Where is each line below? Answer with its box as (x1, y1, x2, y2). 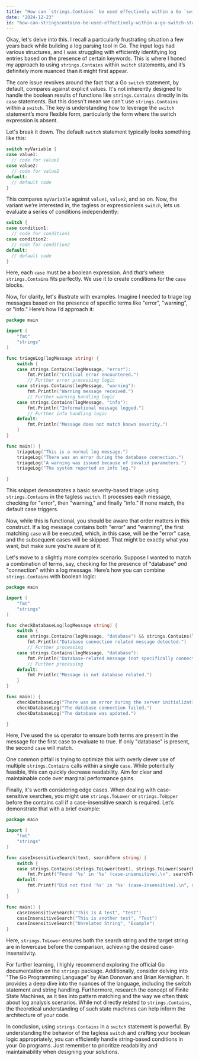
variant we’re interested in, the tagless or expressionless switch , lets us (6, 202, 180, 209)
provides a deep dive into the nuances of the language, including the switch (6, 980, 191, 987)
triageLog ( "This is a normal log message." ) (17, 449, 129, 455)
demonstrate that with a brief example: (6, 805, 101, 812)
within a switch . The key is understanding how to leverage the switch (6, 104, 175, 112)
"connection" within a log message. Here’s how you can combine (6, 566, 165, 574)
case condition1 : (6, 225, 49, 232)
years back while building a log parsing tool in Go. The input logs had (6, 42, 175, 49)
